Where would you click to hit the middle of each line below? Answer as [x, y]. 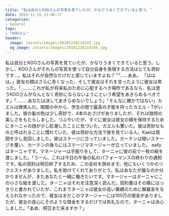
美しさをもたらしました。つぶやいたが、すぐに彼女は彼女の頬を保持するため [85, 119]
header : [13, 38]
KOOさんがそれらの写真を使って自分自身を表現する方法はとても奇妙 [89, 69]
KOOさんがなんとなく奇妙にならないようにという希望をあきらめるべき [83, 94]
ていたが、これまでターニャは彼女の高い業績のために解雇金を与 [98, 189]
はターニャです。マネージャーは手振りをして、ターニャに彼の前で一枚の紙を [84, 151]
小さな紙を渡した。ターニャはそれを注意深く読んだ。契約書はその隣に [82, 183]
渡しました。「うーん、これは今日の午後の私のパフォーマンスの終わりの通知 [84, 157]
